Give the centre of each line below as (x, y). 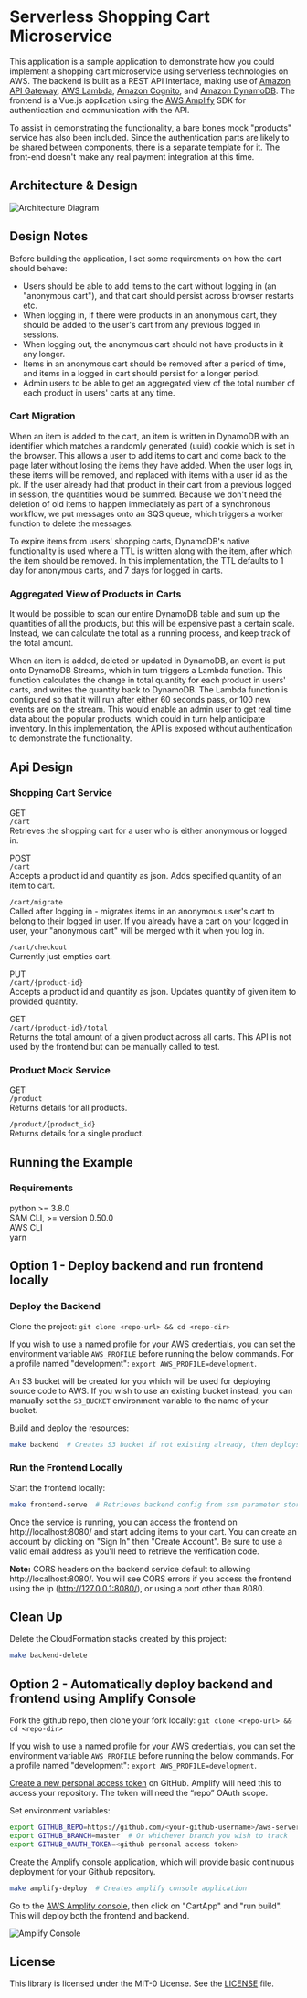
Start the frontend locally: (58, 1487)
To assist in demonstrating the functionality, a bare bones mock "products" (151, 127)
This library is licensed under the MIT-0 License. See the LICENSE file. (142, 1983)
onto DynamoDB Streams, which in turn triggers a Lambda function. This (146, 671)
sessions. (41, 334)
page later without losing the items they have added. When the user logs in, (152, 465)
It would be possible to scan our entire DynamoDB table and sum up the (145, 614)
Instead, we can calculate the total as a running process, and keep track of (150, 633)
